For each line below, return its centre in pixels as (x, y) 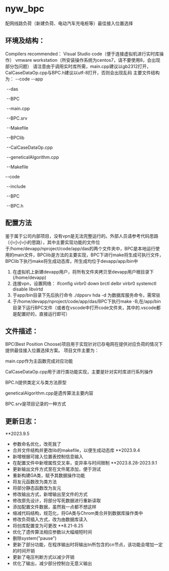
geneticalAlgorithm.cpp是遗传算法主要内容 (49, 393)
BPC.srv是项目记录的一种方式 (36, 404)
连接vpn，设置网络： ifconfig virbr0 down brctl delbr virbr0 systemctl (84, 283)
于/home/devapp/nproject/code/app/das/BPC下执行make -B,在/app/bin (87, 301)
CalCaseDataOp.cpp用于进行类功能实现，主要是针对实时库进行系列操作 (79, 372)
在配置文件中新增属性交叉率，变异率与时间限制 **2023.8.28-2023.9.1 (85, 463)
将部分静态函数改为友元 (37, 488)
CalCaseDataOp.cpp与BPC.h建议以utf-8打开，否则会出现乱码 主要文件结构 (82, 72)
